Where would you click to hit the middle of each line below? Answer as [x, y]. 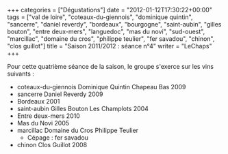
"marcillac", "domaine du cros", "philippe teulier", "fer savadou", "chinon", [111, 39]
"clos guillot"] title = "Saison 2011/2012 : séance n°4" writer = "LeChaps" [110, 46]
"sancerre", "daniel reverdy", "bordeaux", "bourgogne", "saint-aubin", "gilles [114, 24]
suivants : [21, 74]
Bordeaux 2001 [38, 101]
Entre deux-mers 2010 [48, 116]
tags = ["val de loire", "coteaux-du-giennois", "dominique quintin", [100, 17]
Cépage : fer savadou [58, 138]
